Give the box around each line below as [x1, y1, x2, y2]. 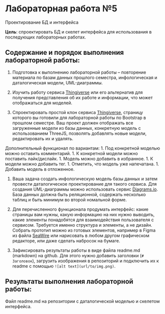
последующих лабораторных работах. [5, 34, 86, 40]
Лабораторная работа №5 [5, 3, 118, 14]
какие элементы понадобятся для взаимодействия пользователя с [12, 217, 154, 223]
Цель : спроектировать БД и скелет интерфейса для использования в [5, 29, 152, 35]
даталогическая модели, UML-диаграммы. [12, 79, 103, 85]
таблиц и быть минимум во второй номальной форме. [12, 196, 127, 202]
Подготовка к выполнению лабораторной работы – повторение [12, 69, 146, 75]
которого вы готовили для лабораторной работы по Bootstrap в [12, 115, 146, 120]
